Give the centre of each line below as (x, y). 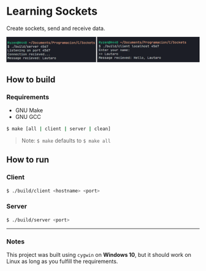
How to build (31, 79)
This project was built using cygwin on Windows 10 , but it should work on (99, 254)
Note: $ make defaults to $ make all (66, 140)
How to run (28, 160)
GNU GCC (28, 117)
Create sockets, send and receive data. (56, 28)
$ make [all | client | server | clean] (59, 129)
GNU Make (29, 110)
